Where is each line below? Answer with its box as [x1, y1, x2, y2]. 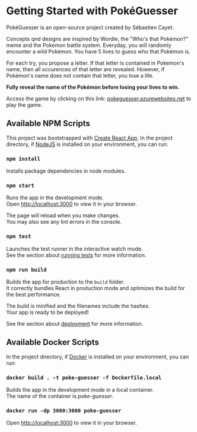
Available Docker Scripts [6, 337, 99, 348]
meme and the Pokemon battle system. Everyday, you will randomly [6, 42, 172, 49]
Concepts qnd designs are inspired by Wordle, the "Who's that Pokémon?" [6, 35, 189, 42]
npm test [6, 233, 31, 240]
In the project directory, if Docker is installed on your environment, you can [6, 353, 189, 360]
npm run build [6, 266, 47, 273]
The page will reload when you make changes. [6, 212, 120, 219]
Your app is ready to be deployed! [6, 309, 89, 316]
